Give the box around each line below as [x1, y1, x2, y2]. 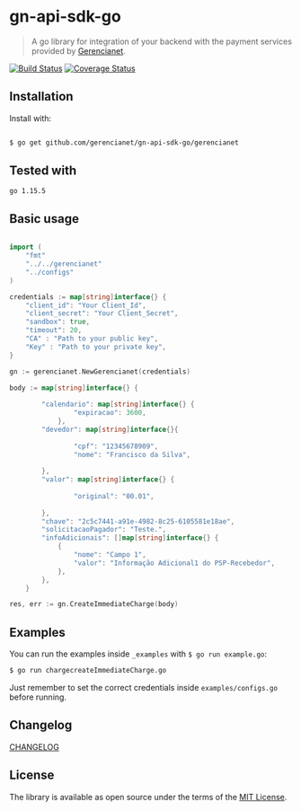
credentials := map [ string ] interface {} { [9, 292, 167, 302]
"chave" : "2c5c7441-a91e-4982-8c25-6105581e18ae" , [41, 516, 235, 526]
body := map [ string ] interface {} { [9, 383, 139, 392]
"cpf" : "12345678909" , [73, 442, 159, 451]
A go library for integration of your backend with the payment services [31, 36, 292, 47]
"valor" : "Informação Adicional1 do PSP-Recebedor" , [73, 559, 276, 568]
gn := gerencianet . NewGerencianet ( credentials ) [9, 366, 191, 376]
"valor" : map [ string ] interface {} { [41, 475, 175, 484]
